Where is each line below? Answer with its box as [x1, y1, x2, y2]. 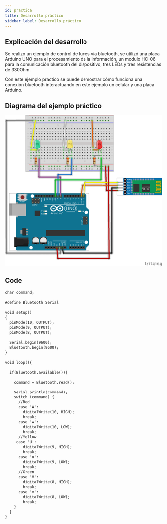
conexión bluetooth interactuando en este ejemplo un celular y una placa [5, 82, 155, 88]
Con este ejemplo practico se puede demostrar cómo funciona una [5, 76, 143, 82]
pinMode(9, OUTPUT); [9, 325, 52, 330]
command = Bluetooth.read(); [14, 380, 75, 385]
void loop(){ [5, 360, 32, 365]
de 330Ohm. [5, 67, 31, 73]
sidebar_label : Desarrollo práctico [5, 18, 81, 23]
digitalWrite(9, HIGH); [23, 445, 72, 450]
